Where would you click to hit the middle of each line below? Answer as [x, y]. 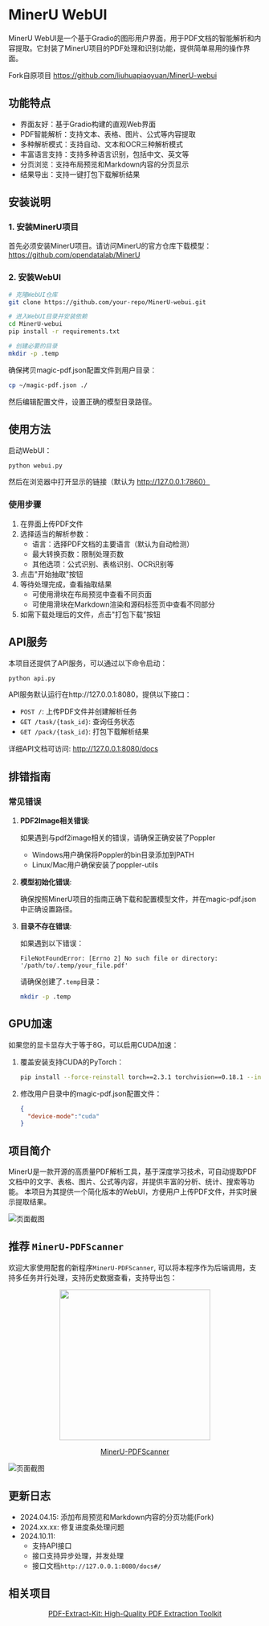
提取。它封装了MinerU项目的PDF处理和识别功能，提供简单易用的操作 [129, 48]
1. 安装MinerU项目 [43, 227]
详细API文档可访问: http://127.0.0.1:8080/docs [84, 749]
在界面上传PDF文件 [52, 524]
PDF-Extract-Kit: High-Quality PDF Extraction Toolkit [135, 1613]
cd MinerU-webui [35, 324]
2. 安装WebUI [35, 278]
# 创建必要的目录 [33, 346]
